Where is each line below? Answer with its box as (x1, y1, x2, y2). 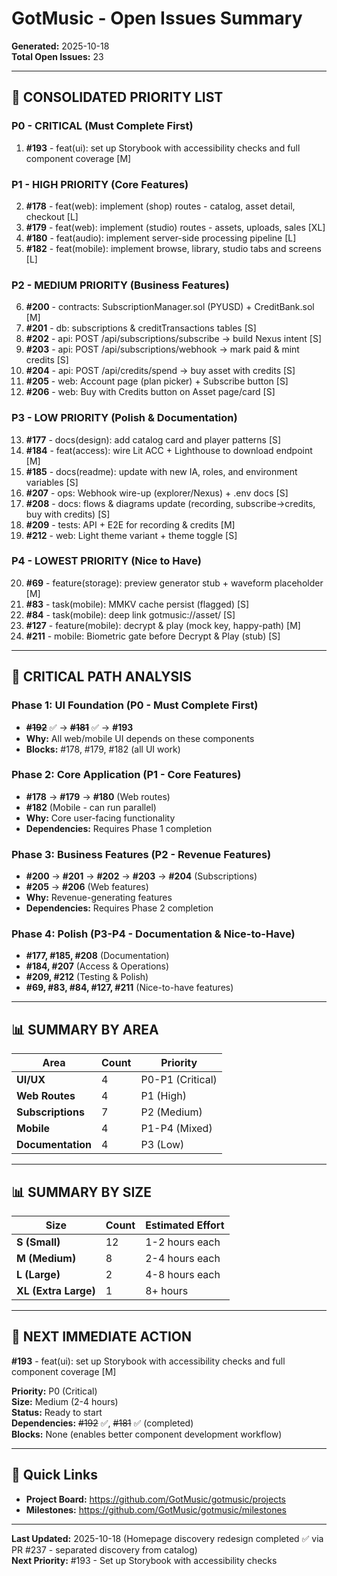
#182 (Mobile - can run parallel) (25, 801, 157, 813)
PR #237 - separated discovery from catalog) (11, 1543, 198, 1556)
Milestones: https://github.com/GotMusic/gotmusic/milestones (25, 1503, 287, 1516)
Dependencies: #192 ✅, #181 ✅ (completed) (11, 1417, 194, 1429)
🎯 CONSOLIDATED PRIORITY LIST (11, 89, 224, 106)
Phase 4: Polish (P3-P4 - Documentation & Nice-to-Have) (11, 927, 296, 941)
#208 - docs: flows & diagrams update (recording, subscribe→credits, (25, 497, 316, 509)
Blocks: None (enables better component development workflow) (11, 1428, 283, 1440)
